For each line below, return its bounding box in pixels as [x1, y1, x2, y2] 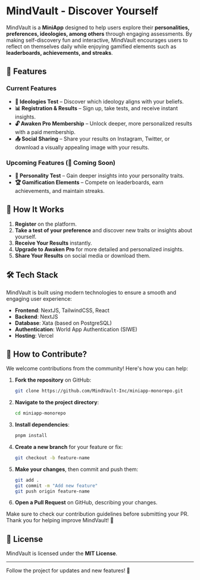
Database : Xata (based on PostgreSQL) [14, 319, 112, 326]
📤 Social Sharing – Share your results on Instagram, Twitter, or [14, 135, 170, 142]
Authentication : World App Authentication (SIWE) [14, 326, 138, 333]
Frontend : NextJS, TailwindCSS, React [14, 307, 110, 314]
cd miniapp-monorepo [14, 410, 66, 416]
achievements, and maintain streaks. [14, 187, 105, 194]
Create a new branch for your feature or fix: [14, 443, 123, 450]
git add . [14, 477, 40, 483]
